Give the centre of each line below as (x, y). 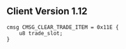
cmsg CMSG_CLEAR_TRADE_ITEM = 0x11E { (63, 27)
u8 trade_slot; (41, 33)
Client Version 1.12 (47, 11)
